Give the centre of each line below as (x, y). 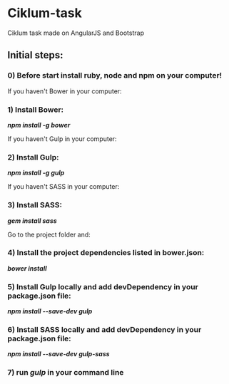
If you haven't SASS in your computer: (63, 187)
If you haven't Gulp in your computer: (62, 139)
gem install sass (32, 220)
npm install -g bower (39, 125)
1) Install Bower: (36, 110)
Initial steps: (35, 55)
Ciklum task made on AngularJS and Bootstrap (76, 33)
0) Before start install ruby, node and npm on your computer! (115, 76)
